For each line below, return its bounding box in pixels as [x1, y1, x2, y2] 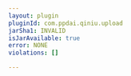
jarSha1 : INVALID [8, 26, 66, 34]
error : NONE [8, 42, 48, 50]
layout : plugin [8, 11, 59, 20]
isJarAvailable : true [8, 34, 81, 42]
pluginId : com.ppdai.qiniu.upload [8, 19, 124, 27]
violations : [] [8, 49, 59, 57]
